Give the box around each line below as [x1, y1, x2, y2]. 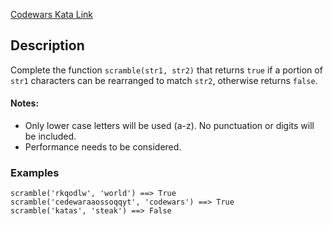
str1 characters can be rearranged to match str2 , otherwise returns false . [10, 74, 318, 86]
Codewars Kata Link [10, 9, 93, 20]
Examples [10, 165, 60, 179]
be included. [24, 130, 77, 143]
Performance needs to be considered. [24, 141, 182, 153]
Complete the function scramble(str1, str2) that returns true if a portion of [10, 64, 323, 76]
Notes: [10, 97, 40, 109]
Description [10, 37, 85, 54]
